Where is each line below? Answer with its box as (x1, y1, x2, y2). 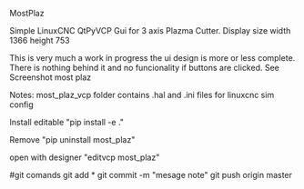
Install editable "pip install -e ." (9, 117, 125, 127)
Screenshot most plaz (9, 72, 92, 83)
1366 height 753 (9, 35, 70, 45)
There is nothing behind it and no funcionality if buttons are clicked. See (9, 63, 280, 73)
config (9, 99, 34, 110)
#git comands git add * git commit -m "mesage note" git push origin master (9, 170, 293, 180)
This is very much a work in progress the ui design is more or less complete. (9, 53, 296, 63)
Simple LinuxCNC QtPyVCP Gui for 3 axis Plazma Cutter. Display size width (9, 25, 291, 35)
